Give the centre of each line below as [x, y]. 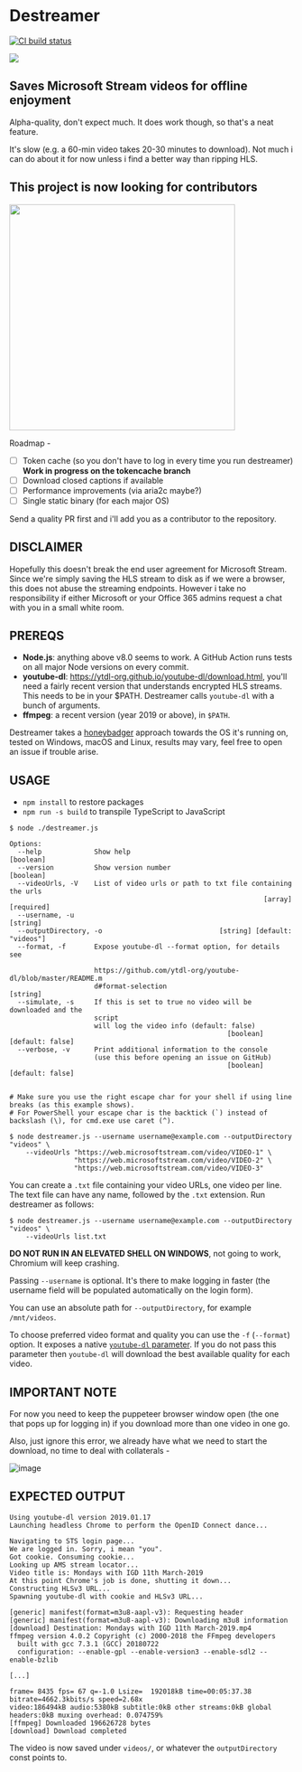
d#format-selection [131, 986]
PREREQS [37, 636]
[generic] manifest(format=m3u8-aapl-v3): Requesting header [127, 1612]
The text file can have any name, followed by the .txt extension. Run [137, 1195]
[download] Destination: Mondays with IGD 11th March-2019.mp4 [131, 1628]
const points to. [38, 1757]
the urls [26, 891]
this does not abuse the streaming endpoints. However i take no [128, 588]
